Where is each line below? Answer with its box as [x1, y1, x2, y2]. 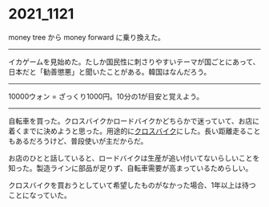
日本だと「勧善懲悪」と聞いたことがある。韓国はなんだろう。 [8, 67, 211, 76]
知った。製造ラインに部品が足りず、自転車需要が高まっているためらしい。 [8, 163, 253, 172]
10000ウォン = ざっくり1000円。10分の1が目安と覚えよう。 [8, 91, 204, 101]
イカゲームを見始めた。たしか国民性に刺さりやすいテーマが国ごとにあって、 [8, 57, 260, 67]
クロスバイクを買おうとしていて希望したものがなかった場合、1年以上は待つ [8, 180, 256, 189]
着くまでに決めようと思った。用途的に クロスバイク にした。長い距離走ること [8, 126, 261, 136]
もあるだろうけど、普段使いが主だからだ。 [8, 136, 148, 145]
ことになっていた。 [8, 190, 72, 200]
